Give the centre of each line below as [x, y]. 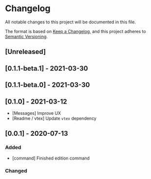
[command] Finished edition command [51, 158]
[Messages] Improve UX [36, 113]
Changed [16, 171]
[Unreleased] [26, 52]
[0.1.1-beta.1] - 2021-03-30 [47, 68]
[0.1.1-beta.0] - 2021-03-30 [47, 85]
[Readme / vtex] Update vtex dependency [54, 118]
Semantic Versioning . [26, 36]
